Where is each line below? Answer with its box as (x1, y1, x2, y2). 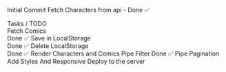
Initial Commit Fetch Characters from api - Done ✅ (7, 6, 150, 14)
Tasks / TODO (7, 20, 47, 27)
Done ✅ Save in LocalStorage (7, 34, 92, 42)
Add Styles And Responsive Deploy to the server (7, 58, 145, 65)
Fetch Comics (7, 27, 47, 35)
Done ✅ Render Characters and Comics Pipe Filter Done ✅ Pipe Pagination (7, 49, 220, 58)
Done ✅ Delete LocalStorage (7, 42, 89, 50)
